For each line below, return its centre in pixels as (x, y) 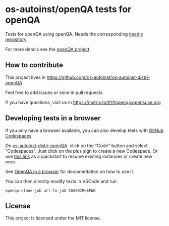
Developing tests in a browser (53, 118)
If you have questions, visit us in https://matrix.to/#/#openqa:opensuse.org (83, 102)
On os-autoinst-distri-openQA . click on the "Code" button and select (76, 146)
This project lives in (25, 77)
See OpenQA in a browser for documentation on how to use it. (70, 171)
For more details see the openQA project (47, 49)
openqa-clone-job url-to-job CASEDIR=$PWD (50, 191)
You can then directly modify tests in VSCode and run (61, 181)
